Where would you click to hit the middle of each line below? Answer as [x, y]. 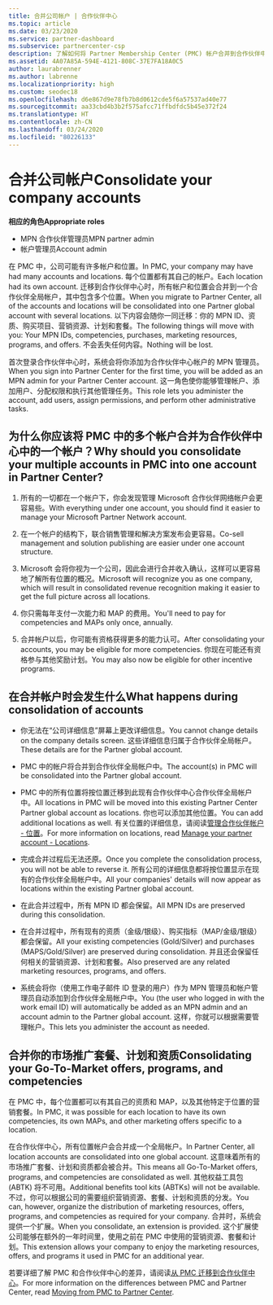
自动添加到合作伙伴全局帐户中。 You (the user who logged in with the [149, 998]
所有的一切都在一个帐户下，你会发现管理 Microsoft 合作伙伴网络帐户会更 [141, 498]
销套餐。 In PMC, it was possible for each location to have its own [117, 1112]
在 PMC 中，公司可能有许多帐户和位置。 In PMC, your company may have [131, 266]
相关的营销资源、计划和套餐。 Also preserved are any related [129, 962]
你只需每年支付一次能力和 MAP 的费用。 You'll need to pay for [123, 613]
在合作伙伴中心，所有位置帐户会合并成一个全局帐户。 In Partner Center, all [132, 1146]
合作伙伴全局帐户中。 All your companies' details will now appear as [148, 879]
